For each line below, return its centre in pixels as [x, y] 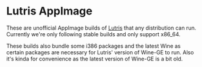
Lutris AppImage [49, 11]
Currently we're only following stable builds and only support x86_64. [94, 34]
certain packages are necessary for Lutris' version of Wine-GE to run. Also [100, 52]
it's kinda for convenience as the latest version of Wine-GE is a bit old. [95, 59]
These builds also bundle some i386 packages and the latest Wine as [94, 46]
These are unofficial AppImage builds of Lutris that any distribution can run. [101, 28]
